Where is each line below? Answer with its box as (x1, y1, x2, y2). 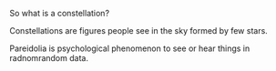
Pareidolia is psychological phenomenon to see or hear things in (9, 43, 250, 54)
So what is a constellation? (9, 8, 110, 18)
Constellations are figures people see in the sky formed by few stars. (9, 25, 269, 35)
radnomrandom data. (9, 53, 89, 63)
